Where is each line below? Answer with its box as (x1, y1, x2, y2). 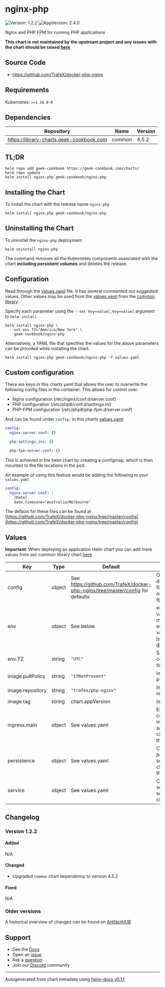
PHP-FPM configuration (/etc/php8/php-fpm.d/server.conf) (12, 407, 133, 413)
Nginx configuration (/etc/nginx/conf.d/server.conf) (12, 396, 116, 402)
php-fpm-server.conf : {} (9, 448, 60, 454)
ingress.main (7, 721, 37, 728)
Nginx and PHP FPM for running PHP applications (5, 29, 106, 35)
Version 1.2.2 (5, 828, 37, 835)
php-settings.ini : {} (9, 439, 54, 445)
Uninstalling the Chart (5, 224, 74, 232)
